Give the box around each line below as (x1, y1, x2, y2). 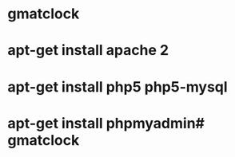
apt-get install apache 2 (7, 41, 169, 60)
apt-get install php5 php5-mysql (7, 77, 229, 96)
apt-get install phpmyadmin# (7, 114, 205, 132)
